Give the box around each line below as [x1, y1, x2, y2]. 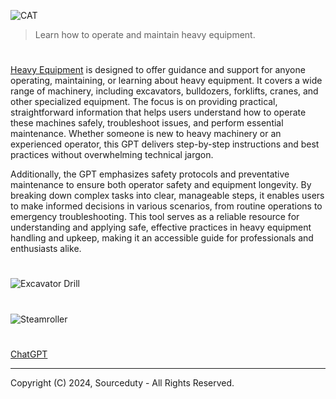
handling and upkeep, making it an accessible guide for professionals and [10, 232, 314, 244]
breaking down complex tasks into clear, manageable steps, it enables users [10, 190, 325, 202]
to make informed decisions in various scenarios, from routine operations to [10, 200, 323, 212]
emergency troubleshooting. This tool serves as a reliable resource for [10, 211, 300, 223]
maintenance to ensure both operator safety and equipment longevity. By [10, 179, 312, 191]
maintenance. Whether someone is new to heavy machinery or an [10, 128, 282, 140]
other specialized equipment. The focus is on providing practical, [10, 96, 278, 108]
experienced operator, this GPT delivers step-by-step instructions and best [10, 138, 320, 150]
